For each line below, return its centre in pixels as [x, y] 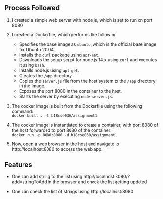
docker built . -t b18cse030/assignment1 [54, 116]
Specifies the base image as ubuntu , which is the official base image [88, 44]
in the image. [32, 86]
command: [23, 111]
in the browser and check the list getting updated [97, 182]
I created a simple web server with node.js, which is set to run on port [82, 20]
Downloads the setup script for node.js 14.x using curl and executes [88, 60]
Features [18, 165]
